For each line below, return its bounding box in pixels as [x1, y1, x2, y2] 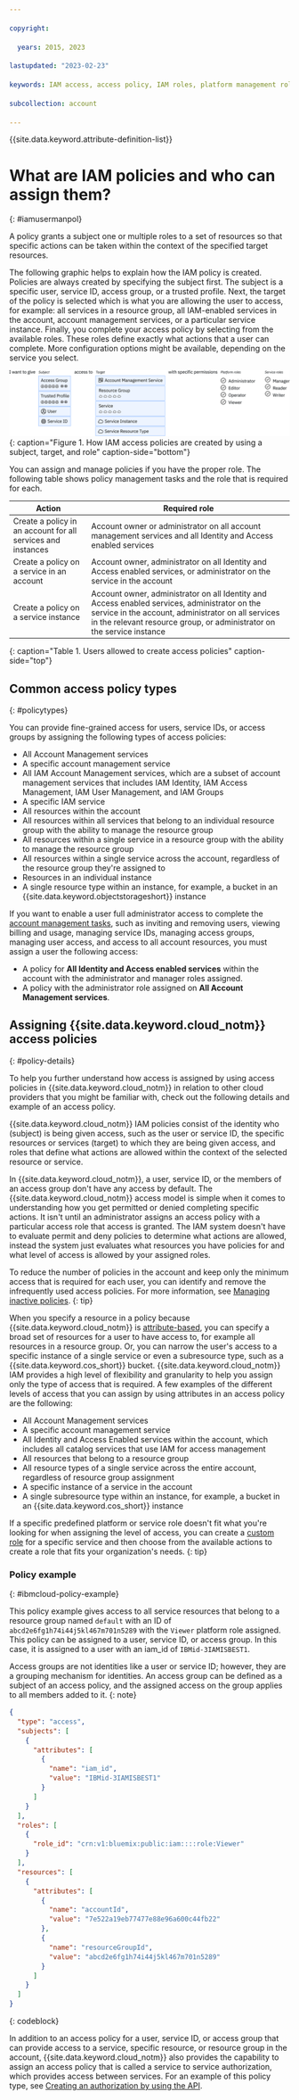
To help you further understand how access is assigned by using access [9, 1072, 275, 1083]
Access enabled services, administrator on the [91, 598, 262, 608]
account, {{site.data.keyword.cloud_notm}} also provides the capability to [9, 2052, 279, 2063]
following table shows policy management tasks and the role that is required [9, 474, 288, 484]
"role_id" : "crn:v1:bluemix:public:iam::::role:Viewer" [32, 1840, 245, 1848]
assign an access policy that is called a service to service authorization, [9, 2062, 273, 2072]
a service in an [12, 566, 67, 577]
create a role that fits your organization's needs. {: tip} [9, 1546, 207, 1557]
